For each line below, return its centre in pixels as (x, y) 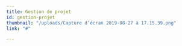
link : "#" (19, 28)
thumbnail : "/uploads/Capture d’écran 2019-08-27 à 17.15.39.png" (91, 23)
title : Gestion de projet (39, 12)
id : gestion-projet (31, 17)
